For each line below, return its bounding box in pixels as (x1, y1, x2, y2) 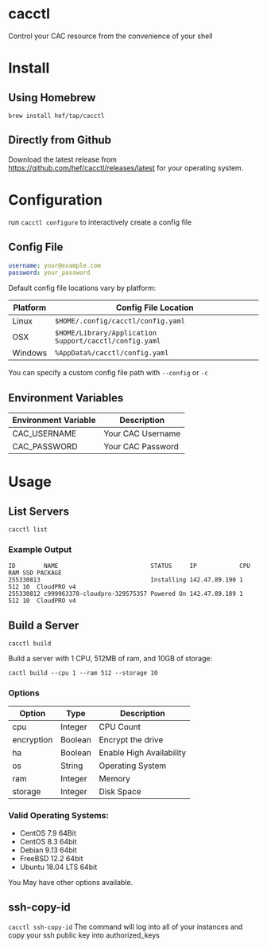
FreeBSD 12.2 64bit (19, 853, 83, 863)
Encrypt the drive (99, 735, 164, 746)
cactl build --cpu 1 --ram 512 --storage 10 (8, 669, 158, 677)
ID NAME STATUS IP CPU (8, 562, 250, 570)
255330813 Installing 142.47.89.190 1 (8, 576, 244, 584)
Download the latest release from (8, 155, 118, 164)
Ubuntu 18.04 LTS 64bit (19, 862, 98, 872)
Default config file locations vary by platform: (8, 284, 157, 293)
